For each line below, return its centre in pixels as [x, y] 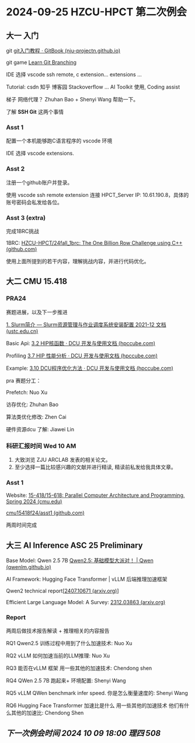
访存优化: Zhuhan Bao [32, 404]
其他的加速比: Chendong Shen [47, 713]
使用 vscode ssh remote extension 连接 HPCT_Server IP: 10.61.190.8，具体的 [97, 195]
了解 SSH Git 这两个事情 [35, 112]
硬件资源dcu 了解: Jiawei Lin [40, 429]
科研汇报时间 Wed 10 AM [41, 446]
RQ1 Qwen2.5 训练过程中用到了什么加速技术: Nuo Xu [69, 643]
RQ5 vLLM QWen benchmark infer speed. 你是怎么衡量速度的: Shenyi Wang [97, 693]
